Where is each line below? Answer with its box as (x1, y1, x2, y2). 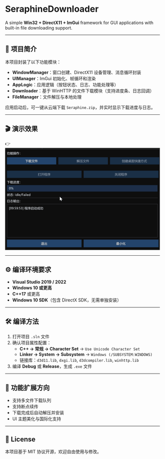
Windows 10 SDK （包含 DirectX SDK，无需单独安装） (12, 297, 122, 303)
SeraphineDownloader (5, 3, 99, 15)
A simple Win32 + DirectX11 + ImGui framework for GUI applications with (5, 20, 154, 26)
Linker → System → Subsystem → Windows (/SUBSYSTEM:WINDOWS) (19, 351, 153, 357)
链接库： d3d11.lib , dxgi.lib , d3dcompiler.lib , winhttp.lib (19, 357, 139, 363)
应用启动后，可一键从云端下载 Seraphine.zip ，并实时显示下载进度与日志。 (5, 104, 156, 110)
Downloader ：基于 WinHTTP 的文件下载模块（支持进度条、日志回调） (12, 87, 155, 94)
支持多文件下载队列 (12, 398, 52, 404)
